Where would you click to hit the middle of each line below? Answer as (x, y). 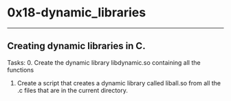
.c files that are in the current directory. (73, 90)
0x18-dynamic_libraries (77, 13)
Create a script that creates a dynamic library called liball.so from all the (119, 83)
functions (21, 70)
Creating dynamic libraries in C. (76, 46)
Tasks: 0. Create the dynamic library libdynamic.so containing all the (104, 62)
